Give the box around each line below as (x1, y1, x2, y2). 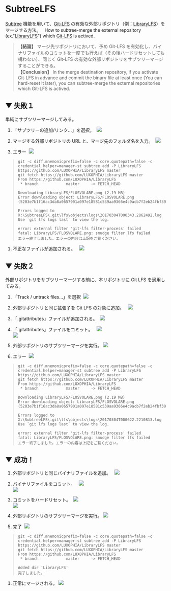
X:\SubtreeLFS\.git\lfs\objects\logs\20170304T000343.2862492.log (17, 213, 162, 218)
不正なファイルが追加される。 (12, 245, 75, 252)
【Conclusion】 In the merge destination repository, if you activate (17, 69, 159, 75)
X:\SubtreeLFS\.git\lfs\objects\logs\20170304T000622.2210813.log (17, 417, 162, 422)
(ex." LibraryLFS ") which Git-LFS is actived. (5, 33, 95, 39)
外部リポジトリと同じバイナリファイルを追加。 (12, 470, 111, 476)
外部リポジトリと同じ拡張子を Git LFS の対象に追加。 (12, 305, 125, 311)
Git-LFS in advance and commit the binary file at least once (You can (17, 75, 162, 81)
